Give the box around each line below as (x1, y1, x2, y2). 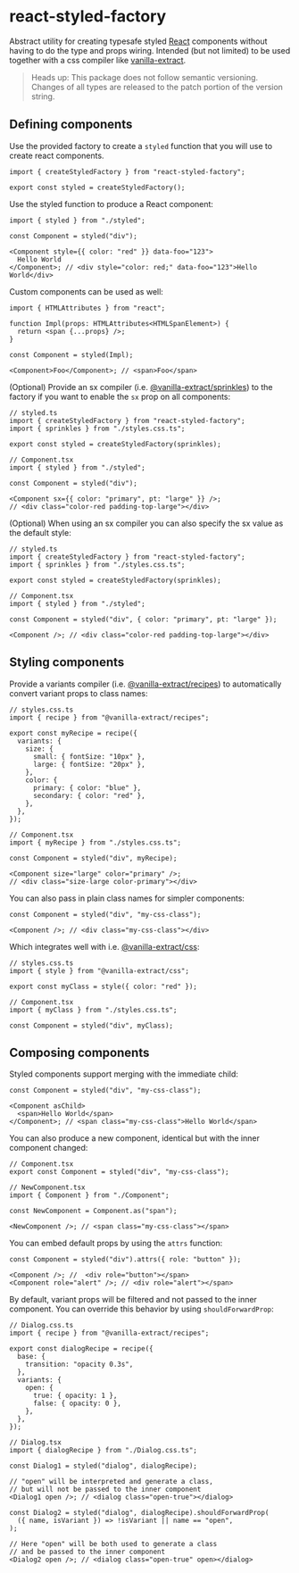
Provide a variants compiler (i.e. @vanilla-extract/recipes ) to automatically (9, 678, 282, 689)
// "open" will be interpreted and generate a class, (9, 1477, 214, 1486)
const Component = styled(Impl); (9, 350, 134, 359)
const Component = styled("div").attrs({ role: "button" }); (9, 1255, 242, 1264)
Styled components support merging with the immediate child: (9, 1069, 239, 1079)
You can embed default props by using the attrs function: (9, 1238, 223, 1249)
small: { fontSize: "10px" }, (32, 752, 145, 761)
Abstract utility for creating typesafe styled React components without (9, 36, 268, 46)
